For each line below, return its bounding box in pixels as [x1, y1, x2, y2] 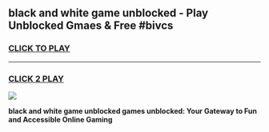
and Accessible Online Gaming [8, 114, 113, 124]
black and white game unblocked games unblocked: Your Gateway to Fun [8, 106, 258, 115]
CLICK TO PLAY [8, 43, 70, 54]
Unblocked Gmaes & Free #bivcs [8, 19, 174, 33]
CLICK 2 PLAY [8, 73, 64, 84]
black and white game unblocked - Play [8, 6, 209, 20]
